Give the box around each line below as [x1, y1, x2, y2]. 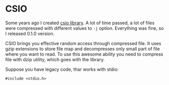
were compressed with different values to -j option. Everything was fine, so [5, 25, 164, 31]
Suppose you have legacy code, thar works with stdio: [5, 66, 119, 72]
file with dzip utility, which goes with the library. [5, 56, 105, 62]
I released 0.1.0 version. [5, 30, 55, 36]
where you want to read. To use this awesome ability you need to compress [5, 51, 163, 57]
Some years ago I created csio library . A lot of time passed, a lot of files [5, 20, 155, 26]
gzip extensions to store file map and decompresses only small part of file [5, 46, 160, 52]
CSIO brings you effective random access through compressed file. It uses [5, 40, 161, 46]
